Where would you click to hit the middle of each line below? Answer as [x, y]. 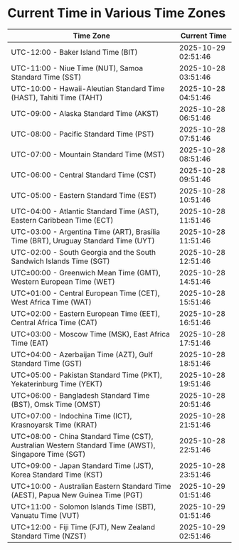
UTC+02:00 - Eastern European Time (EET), [85, 313]
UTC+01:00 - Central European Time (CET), [85, 293]
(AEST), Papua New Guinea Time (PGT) [77, 495]
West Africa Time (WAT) [52, 302]
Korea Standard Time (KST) [57, 475]
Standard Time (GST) [47, 363]
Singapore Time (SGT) [48, 454]
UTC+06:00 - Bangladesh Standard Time [80, 395]
